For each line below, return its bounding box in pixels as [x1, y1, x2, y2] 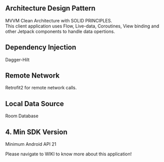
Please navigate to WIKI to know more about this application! [5, 151, 132, 157]
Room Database [5, 113, 39, 119]
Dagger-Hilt [5, 56, 30, 62]
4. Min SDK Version [5, 127, 67, 136]
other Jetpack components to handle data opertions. [5, 28, 115, 35]
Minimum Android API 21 [5, 141, 57, 147]
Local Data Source [5, 99, 64, 108]
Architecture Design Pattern [5, 4, 96, 13]
